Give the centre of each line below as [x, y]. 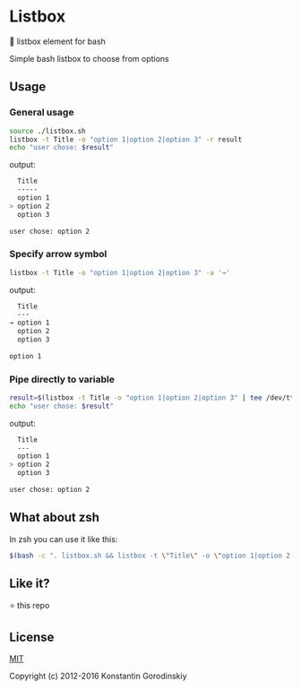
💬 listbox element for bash [57, 41]
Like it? [30, 583]
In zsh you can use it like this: [64, 539]
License [32, 637]
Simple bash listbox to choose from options [89, 58]
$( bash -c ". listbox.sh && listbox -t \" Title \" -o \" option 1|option [146, 556]
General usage [42, 112]
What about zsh [55, 517]
